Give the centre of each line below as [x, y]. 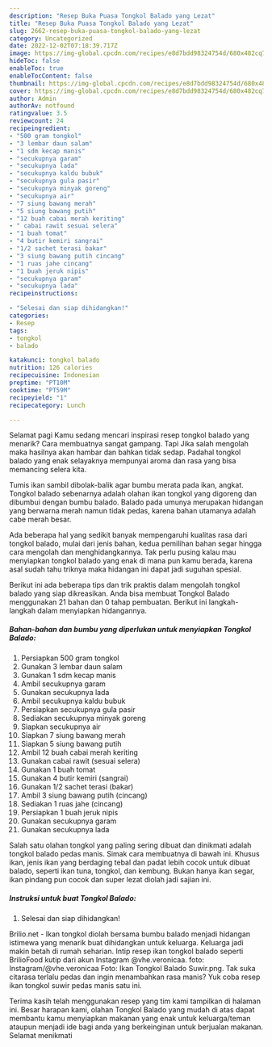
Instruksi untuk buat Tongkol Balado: [73, 898]
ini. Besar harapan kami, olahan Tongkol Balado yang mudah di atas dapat [132, 1010]
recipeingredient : [40, 128]
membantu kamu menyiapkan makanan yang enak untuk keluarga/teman [130, 1019]
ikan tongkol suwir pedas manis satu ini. [75, 986]
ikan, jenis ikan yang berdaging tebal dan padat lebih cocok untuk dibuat [130, 863]
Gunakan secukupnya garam [69, 821]
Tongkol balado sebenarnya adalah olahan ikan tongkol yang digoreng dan [133, 494]
